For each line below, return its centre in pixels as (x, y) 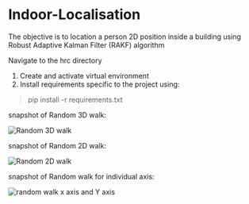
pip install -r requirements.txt (75, 99)
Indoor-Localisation (75, 15)
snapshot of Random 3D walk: (57, 115)
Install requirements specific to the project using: (100, 84)
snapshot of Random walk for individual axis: (81, 176)
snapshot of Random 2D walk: (57, 145)
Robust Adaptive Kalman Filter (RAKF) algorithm (86, 44)
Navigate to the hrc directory (55, 60)
